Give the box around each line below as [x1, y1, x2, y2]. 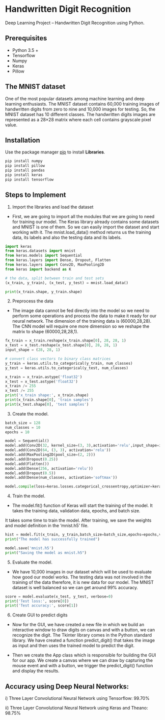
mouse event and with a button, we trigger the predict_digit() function [12, 663, 153, 669]
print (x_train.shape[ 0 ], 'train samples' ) [5, 397, 93, 403]
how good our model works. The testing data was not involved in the [12, 574, 151, 580]
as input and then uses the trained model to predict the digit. [12, 643, 135, 648]
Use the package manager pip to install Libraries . [5, 149, 106, 155]
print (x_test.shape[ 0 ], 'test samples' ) [5, 402, 89, 407]
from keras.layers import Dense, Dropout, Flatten [5, 258, 111, 263]
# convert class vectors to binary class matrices [5, 356, 111, 361]
